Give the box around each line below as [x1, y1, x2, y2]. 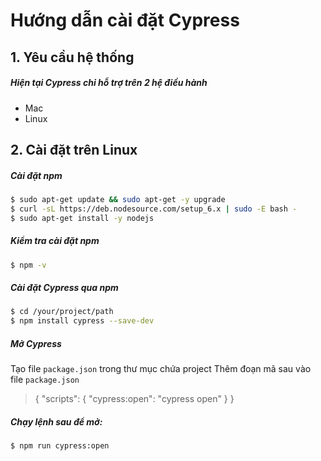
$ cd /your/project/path [10, 307, 114, 317]
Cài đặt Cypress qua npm [10, 281, 119, 293]
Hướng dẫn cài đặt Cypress [10, 9, 240, 32]
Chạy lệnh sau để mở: [10, 415, 103, 428]
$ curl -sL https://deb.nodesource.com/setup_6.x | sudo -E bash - [10, 204, 298, 214]
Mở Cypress [10, 337, 62, 349]
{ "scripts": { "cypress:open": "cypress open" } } [34, 393, 235, 405]
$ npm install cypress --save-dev [10, 316, 155, 326]
